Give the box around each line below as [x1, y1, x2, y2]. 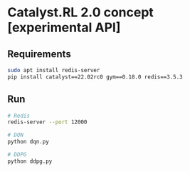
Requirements [7, 48, 71, 60]
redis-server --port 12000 [7, 118, 88, 126]
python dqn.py [7, 138, 50, 146]
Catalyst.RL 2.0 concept [7, 4, 154, 21]
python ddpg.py [7, 158, 53, 165]
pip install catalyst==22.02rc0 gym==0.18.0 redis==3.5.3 [7, 73, 183, 81]
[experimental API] [7, 19, 121, 36]
